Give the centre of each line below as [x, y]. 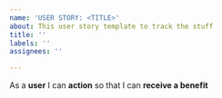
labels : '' [30, 43]
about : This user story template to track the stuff [111, 26]
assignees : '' [36, 52]
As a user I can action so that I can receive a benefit [109, 85]
